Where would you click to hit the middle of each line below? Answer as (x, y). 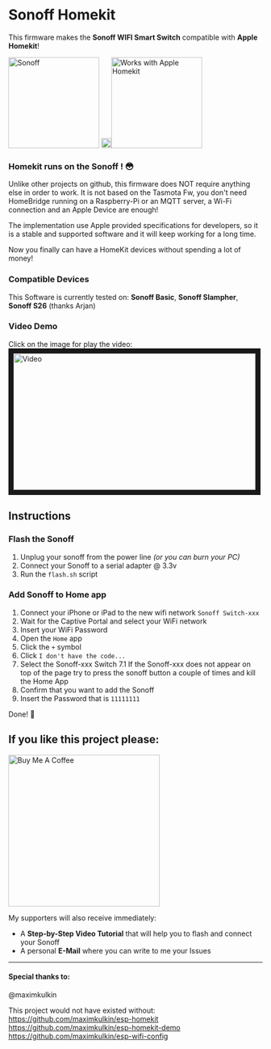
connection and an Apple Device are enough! (83, 210)
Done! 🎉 (22, 714)
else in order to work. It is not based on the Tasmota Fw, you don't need (128, 192)
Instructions (40, 516)
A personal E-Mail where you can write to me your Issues (115, 950)
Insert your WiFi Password (64, 629)
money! (21, 258)
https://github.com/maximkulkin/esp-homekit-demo (94, 1027)
